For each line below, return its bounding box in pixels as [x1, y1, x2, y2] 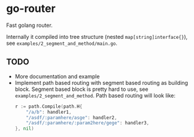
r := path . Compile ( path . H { [14, 103, 83, 109]
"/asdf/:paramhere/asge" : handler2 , [26, 114, 117, 121]
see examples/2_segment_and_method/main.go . [6, 39, 118, 47]
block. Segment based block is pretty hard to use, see [14, 86, 148, 93]
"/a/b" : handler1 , [26, 109, 72, 115]
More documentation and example [14, 72, 100, 80]
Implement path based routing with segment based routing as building [14, 79, 189, 86]
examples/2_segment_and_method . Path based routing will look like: [14, 92, 175, 99]
